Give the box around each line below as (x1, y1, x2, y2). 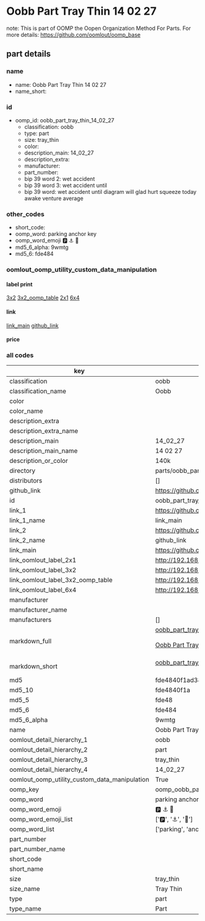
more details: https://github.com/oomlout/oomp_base (6, 31, 141, 38)
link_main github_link (6, 322, 59, 329)
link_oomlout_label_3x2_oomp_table (9, 576, 113, 585)
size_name (9, 885, 40, 893)
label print (6, 280, 33, 288)
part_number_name (9, 845, 65, 854)
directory (9, 467, 35, 475)
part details (6, 49, 51, 59)
